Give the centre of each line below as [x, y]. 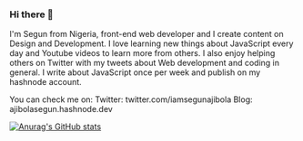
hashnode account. [45, 82]
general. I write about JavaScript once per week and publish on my [135, 72]
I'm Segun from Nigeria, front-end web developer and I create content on [146, 34]
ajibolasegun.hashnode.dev [61, 109]
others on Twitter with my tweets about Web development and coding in [145, 63]
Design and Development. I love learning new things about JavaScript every [151, 43]
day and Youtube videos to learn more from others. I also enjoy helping [142, 53]
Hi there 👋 [32, 14]
